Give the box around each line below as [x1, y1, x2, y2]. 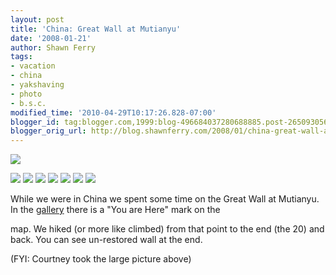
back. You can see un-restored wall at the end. [10, 234, 203, 246]
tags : [10, 52, 33, 62]
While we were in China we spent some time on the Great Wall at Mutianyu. [10, 193, 320, 205]
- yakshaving [10, 80, 65, 90]
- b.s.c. [10, 98, 47, 108]
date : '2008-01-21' [10, 33, 92, 43]
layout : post [10, 14, 65, 25]
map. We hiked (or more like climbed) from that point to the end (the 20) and [10, 223, 325, 235]
